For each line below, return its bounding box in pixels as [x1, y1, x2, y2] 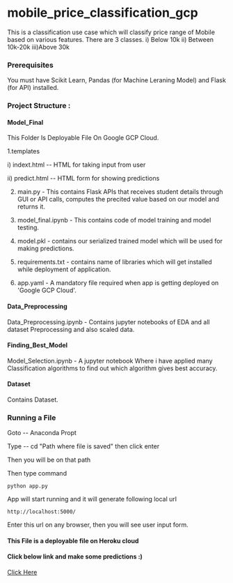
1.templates [7, 147, 40, 156]
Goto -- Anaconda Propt [7, 429, 77, 437]
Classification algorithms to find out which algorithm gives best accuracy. [7, 364, 218, 372]
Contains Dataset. [7, 395, 59, 404]
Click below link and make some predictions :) [7, 552, 143, 561]
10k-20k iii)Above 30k [7, 43, 70, 51]
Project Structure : [7, 101, 71, 111]
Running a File [7, 413, 56, 423]
